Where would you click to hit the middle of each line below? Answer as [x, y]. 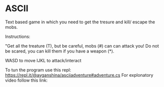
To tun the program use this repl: [38, 70]
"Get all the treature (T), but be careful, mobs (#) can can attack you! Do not [82, 46]
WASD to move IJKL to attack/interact [43, 60]
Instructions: [18, 36]
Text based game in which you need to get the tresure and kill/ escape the [80, 22]
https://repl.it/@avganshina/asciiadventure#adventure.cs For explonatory [79, 75]
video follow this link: [27, 80]
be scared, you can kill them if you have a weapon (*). [60, 51]
